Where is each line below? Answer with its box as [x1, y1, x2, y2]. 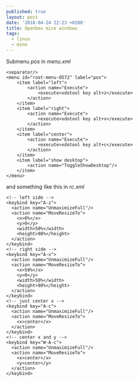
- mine [11, 42, 28, 48]
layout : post [6, 14, 38, 20]
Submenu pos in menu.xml [6, 57, 71, 65]
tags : [6, 31, 19, 37]
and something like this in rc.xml [6, 183, 84, 190]
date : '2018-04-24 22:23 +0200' [6, 20, 86, 25]
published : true [6, 8, 46, 15]
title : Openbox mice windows [6, 25, 78, 31]
